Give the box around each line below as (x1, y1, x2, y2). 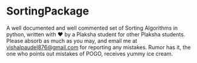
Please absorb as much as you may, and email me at (6, 37, 138, 44)
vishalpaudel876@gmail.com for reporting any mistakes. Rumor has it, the (6, 44, 191, 51)
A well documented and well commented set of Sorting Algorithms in (6, 24, 178, 31)
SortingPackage (6, 4, 89, 18)
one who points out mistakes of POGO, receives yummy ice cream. (6, 50, 173, 57)
